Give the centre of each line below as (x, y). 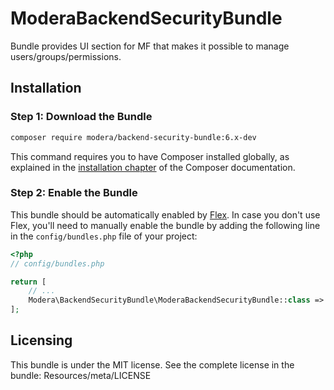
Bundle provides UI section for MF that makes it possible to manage (150, 46)
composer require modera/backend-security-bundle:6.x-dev (133, 137)
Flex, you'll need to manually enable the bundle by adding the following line (165, 225)
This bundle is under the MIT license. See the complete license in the (152, 364)
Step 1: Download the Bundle (81, 117)
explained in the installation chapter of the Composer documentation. (153, 167)
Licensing (41, 340)
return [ (28, 282)
